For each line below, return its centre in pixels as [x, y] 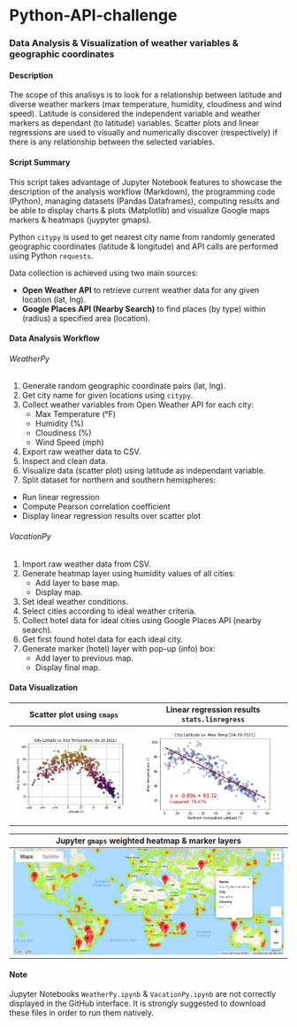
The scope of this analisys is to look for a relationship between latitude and [146, 95]
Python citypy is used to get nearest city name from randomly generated [142, 236]
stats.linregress [213, 720]
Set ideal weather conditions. [75, 601]
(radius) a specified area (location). [86, 318]
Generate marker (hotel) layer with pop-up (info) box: [119, 648]
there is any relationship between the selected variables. [112, 142]
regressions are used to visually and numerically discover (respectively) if [144, 133]
